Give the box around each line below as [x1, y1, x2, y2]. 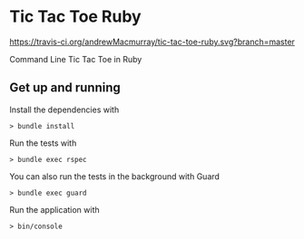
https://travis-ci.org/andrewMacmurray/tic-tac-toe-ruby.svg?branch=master [9, 36, 295, 47]
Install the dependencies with [9, 104, 120, 115]
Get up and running [9, 80, 121, 96]
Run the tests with [9, 138, 77, 148]
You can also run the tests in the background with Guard [9, 170, 221, 182]
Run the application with [9, 204, 100, 215]
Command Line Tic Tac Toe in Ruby [9, 53, 142, 64]
